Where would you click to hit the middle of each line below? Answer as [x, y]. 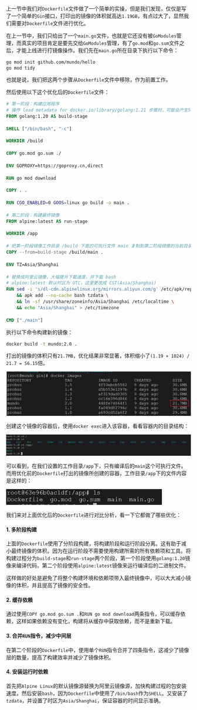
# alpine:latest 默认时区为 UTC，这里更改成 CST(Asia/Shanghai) [81, 283]
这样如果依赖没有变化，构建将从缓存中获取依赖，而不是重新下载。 [96, 621]
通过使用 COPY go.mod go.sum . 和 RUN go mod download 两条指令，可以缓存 [93, 614]
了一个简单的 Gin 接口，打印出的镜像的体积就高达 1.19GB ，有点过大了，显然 [95, 16]
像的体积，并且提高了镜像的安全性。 [50, 585]
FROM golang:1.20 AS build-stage [47, 116]
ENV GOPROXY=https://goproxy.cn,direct [55, 166]
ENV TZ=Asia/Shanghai [33, 264]
